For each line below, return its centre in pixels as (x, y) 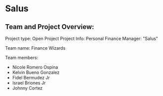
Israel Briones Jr (29, 83)
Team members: (22, 58)
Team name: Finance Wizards (35, 48)
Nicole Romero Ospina (35, 67)
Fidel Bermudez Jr (31, 78)
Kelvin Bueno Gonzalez (36, 72)
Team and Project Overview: (50, 27)
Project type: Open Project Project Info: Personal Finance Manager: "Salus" (81, 38)
